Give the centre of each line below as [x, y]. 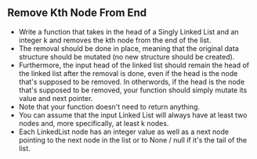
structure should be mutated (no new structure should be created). [127, 56]
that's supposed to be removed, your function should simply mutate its [133, 90]
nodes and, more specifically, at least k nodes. [94, 123]
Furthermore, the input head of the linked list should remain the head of [134, 65]
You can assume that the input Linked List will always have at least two [133, 115]
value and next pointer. [56, 98]
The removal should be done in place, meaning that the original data [129, 48]
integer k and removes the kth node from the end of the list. [115, 40]
